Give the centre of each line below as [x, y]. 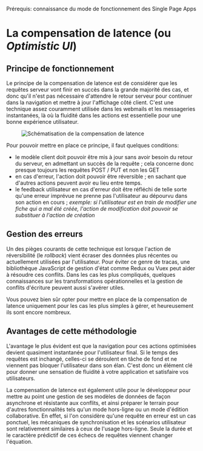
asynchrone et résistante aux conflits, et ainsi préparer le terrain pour [93, 402]
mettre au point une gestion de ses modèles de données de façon [88, 396]
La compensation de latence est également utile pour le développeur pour [98, 390]
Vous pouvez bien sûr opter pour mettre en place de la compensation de [97, 299]
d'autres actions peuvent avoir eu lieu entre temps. [78, 183]
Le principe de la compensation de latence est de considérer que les [92, 83]
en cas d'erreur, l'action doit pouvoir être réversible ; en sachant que [101, 176]
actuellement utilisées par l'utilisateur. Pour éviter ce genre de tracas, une [98, 262]
